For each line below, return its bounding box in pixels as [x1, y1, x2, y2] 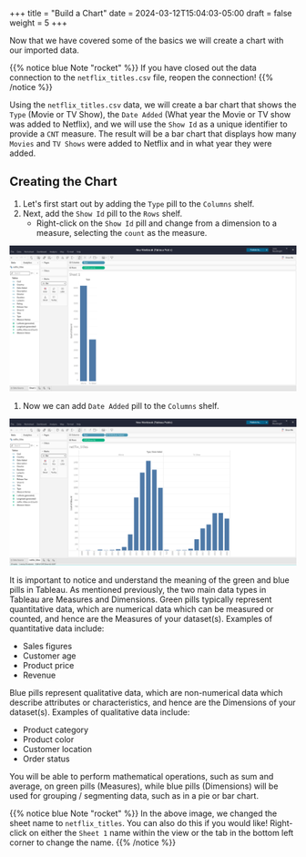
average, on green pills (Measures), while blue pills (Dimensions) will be [9, 780, 279, 791]
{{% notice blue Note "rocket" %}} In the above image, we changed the [9, 808, 278, 819]
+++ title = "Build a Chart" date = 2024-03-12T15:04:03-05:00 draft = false [9, 8, 292, 18]
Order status [22, 753, 70, 764]
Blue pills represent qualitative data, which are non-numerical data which [9, 688, 283, 699]
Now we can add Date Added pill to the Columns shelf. [22, 401, 220, 411]
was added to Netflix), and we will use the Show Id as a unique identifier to [9, 118, 289, 129]
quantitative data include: [9, 623, 105, 634]
